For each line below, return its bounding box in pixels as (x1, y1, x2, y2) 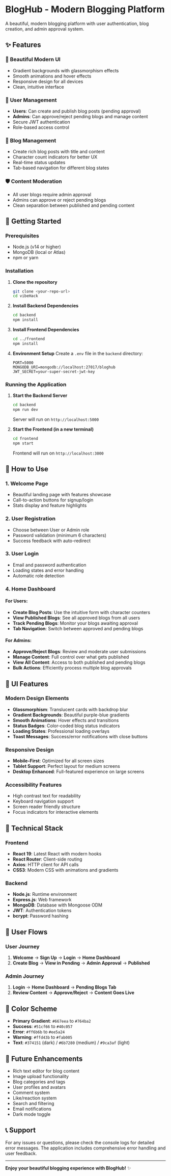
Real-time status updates (12, 159, 66, 166)
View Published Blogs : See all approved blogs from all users (12, 614, 140, 621)
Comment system (12, 1089, 50, 1096)
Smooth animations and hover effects (12, 73, 92, 79)
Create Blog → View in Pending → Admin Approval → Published (12, 960, 150, 966)
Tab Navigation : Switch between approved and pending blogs (12, 625, 144, 631)
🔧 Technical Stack (5, 824, 64, 833)
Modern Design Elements (5, 694, 69, 702)
